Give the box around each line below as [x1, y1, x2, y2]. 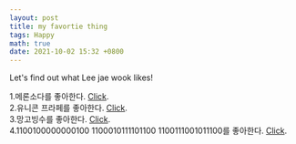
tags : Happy [9, 30, 55, 39]
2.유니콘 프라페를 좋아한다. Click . [9, 102, 128, 114]
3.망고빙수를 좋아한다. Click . [9, 114, 111, 125]
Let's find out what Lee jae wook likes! [9, 72, 153, 83]
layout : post [9, 13, 59, 23]
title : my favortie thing [9, 22, 107, 31]
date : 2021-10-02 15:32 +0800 [9, 47, 125, 57]
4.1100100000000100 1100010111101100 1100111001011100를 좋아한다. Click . [9, 125, 288, 137]
